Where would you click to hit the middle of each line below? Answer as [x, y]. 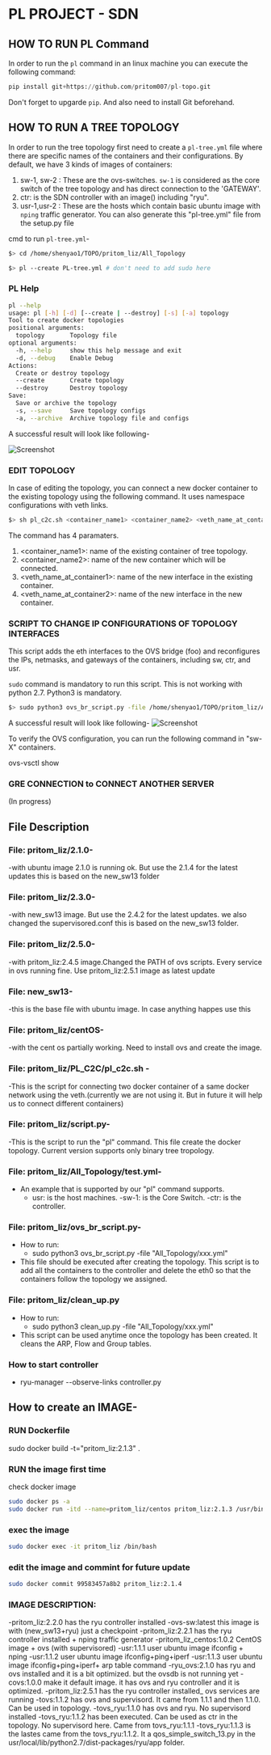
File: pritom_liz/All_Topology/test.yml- [85, 1171]
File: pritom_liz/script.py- [59, 1124]
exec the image [39, 1529]
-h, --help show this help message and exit [99, 350]
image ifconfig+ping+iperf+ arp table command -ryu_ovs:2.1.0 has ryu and [132, 1665]
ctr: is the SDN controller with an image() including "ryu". [115, 197]
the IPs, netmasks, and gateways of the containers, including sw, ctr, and [129, 660]
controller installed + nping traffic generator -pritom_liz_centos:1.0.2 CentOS [135, 1639]
